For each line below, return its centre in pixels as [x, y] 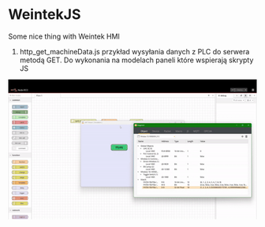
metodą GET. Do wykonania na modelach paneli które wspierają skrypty [136, 60]
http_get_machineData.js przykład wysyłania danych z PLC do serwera [134, 51]
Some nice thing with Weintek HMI [64, 36]
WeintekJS [45, 15]
